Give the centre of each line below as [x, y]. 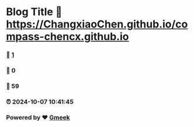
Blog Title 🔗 [34, 12]
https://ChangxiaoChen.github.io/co [97, 24]
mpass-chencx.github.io [67, 37]
